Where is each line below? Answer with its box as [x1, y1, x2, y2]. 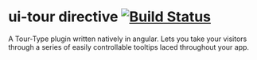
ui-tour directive [8, 8, 119, 26]
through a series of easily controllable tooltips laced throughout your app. [8, 42, 249, 51]
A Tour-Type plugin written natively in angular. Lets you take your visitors [8, 34, 247, 43]
